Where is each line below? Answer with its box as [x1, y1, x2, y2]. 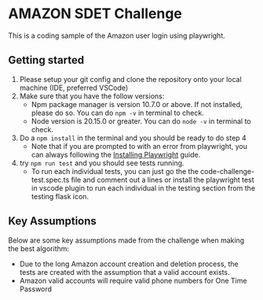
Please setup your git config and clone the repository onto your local [19, 74, 242, 83]
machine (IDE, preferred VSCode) [19, 83, 129, 92]
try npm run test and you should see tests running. [19, 158, 184, 168]
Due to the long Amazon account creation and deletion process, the [19, 259, 239, 269]
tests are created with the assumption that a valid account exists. [19, 267, 230, 276]
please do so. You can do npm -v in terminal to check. [31, 108, 204, 117]
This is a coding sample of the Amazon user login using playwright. [8, 31, 225, 40]
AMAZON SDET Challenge [8, 5, 183, 23]
